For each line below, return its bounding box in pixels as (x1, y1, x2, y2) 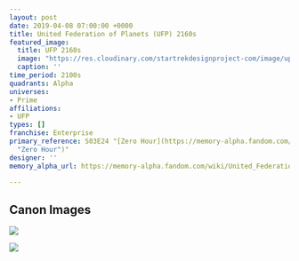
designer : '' (9, 153, 58, 162)
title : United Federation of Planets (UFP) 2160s (9, 29, 198, 38)
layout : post (9, 12, 58, 22)
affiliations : (9, 104, 62, 113)
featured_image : (9, 37, 69, 47)
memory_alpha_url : (9, 162, 77, 170)
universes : (9, 87, 50, 96)
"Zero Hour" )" (17, 145, 69, 154)
